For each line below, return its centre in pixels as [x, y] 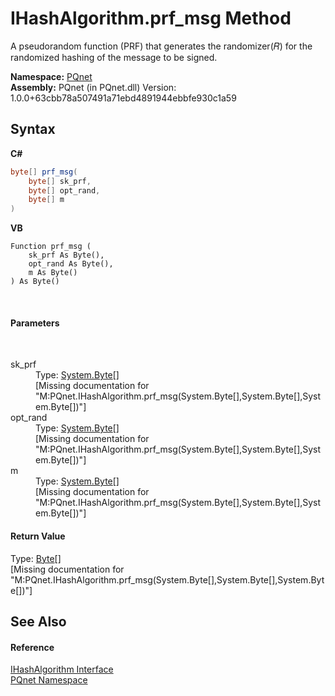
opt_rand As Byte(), [71, 264]
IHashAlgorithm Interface [62, 669]
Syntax [33, 129]
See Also [38, 621]
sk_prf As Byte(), [66, 255]
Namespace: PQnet [51, 76]
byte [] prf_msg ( [44, 172]
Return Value [38, 536]
